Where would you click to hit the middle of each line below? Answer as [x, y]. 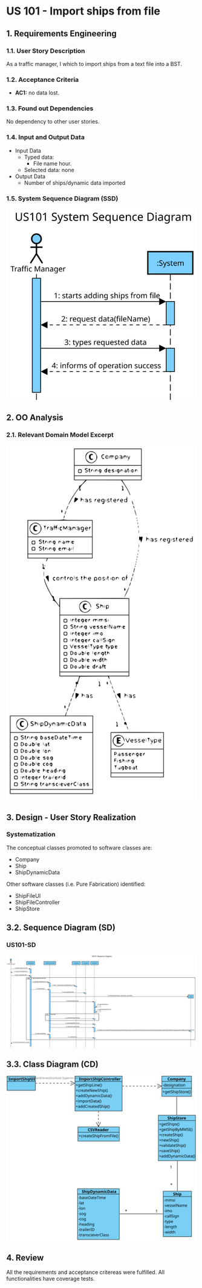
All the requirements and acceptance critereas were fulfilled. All [86, 1272]
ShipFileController [37, 902]
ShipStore [28, 908]
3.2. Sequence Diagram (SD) [61, 928]
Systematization [31, 834]
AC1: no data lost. [37, 93]
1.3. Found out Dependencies [50, 108]
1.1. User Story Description [46, 51]
